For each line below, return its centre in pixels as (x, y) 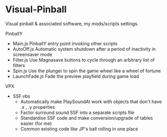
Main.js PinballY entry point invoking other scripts (65, 43)
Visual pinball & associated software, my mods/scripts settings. (72, 24)
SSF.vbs (22, 96)
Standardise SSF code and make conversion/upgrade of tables (87, 118)
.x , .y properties (38, 107)
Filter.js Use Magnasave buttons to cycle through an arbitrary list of (84, 60)
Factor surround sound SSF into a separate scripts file (77, 112)
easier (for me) (36, 123)
